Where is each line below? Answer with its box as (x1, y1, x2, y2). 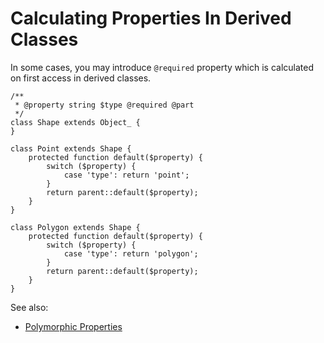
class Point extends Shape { (10, 143, 132, 154)
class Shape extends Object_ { (10, 117, 141, 127)
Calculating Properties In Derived (10, 7, 292, 30)
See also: (10, 301, 49, 313)
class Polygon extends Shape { (10, 222, 141, 232)
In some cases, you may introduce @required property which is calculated (10, 61, 314, 73)
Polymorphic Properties (24, 320, 123, 332)
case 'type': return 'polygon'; (63, 248, 199, 259)
